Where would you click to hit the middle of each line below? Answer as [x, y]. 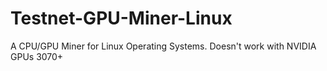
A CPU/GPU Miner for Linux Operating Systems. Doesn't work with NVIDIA [163, 46]
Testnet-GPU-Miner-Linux [121, 18]
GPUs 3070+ [37, 56]
